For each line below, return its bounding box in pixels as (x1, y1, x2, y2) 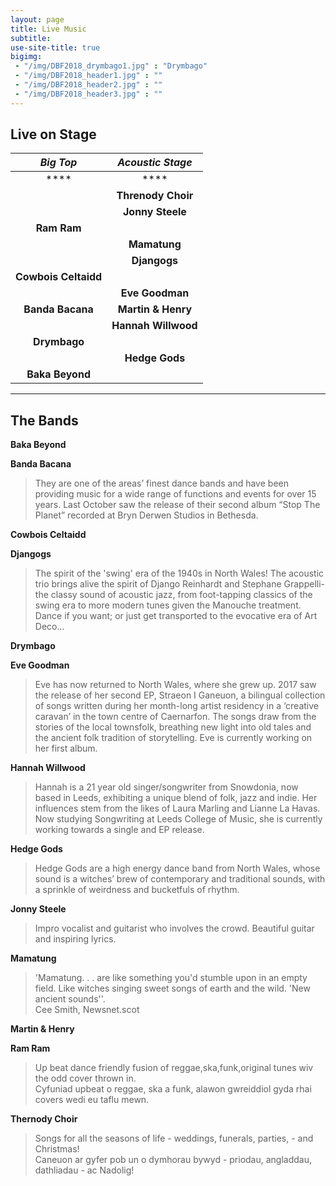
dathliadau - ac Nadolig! (34, 1164, 135, 1176)
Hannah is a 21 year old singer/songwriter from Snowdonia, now (34, 781, 299, 793)
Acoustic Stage (117, 156, 193, 170)
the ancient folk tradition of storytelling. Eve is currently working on (34, 732, 313, 744)
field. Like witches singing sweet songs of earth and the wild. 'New (34, 982, 311, 995)
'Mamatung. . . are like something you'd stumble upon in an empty (34, 972, 308, 984)
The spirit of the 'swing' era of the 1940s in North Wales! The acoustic (34, 567, 325, 580)
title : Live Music (10, 24, 87, 34)
